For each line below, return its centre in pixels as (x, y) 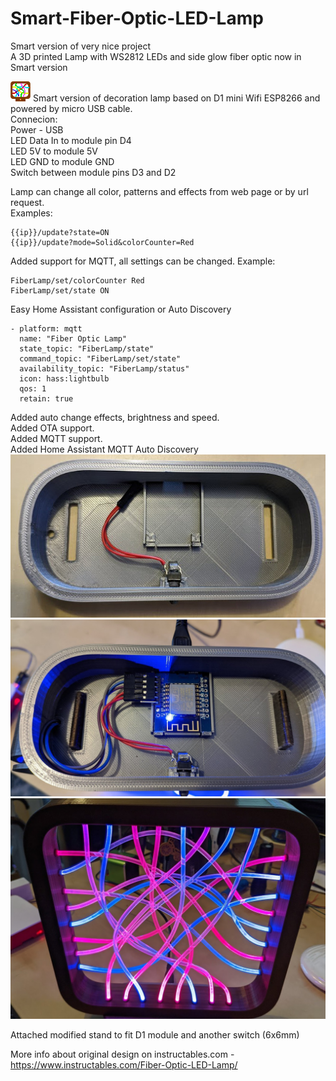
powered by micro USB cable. (71, 108)
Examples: (31, 213)
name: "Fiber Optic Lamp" (73, 338)
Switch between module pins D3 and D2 (93, 172)
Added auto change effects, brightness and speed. (115, 417)
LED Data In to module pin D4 (71, 140)
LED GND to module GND (62, 161)
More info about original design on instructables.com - (122, 1054)
